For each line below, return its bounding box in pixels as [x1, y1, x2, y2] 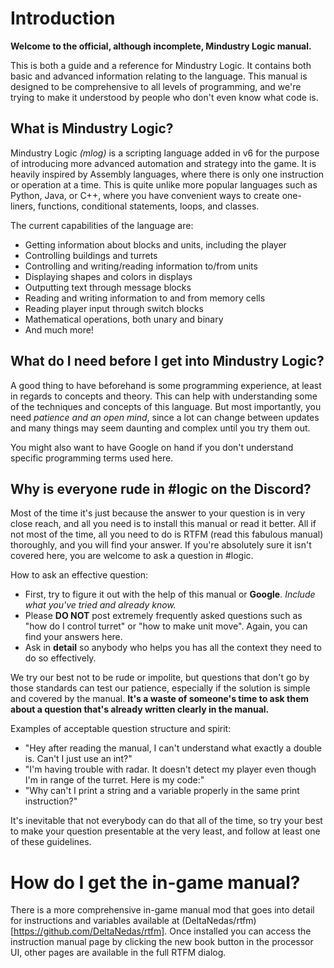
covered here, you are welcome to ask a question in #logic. [10, 550, 254, 562]
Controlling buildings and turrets [24, 249, 158, 261]
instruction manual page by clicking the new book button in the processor [10, 936, 314, 948]
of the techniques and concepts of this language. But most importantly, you [10, 400, 322, 412]
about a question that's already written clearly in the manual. [10, 703, 270, 716]
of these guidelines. [10, 836, 92, 848]
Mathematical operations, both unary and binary [24, 313, 224, 325]
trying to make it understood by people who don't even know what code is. [10, 91, 319, 103]
